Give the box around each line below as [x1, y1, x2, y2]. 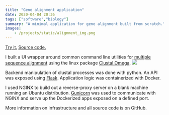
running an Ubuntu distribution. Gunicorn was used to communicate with [5, 90, 156, 95]
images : [5, 26, 22, 31]
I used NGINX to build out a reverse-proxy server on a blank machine [5, 84, 148, 90]
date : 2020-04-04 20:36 [5, 12, 55, 17]
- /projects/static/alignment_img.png [14, 30, 96, 35]
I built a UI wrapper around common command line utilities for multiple [5, 54, 151, 60]
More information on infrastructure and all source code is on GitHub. [5, 105, 147, 110]
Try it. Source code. [5, 44, 46, 50]
